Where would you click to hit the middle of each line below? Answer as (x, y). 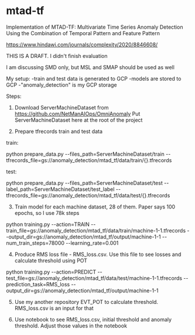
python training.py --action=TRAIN (48, 224)
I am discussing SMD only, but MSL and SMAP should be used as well (90, 67)
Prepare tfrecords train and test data (59, 131)
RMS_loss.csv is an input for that (54, 308)
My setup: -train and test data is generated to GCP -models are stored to (94, 78)
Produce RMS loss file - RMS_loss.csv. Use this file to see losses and (98, 254)
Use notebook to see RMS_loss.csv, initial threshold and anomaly (93, 319)
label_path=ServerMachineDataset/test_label (60, 189)
